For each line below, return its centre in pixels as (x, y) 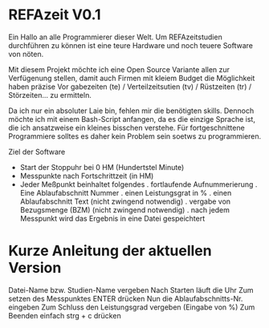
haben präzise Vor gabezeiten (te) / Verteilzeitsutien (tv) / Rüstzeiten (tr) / (130, 87)
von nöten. (26, 54)
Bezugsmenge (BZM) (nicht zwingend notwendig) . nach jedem (125, 209)
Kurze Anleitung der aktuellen (110, 251)
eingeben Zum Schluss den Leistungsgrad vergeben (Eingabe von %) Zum (132, 307)
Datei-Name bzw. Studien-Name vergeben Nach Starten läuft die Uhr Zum (131, 290)
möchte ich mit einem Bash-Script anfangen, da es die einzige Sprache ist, (132, 119)
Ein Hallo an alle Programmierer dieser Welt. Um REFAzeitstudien (115, 37)
